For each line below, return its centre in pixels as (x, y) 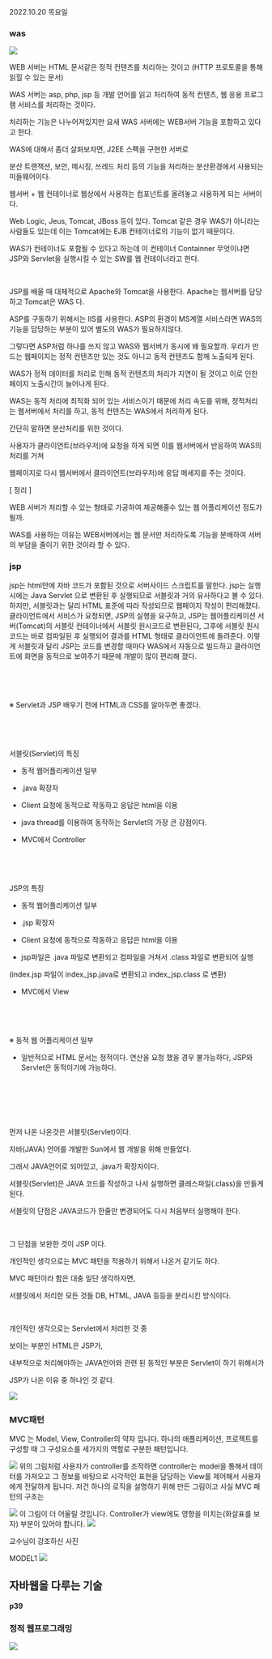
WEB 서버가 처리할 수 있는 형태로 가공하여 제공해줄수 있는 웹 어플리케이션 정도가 (136, 507)
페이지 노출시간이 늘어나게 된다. (59, 384)
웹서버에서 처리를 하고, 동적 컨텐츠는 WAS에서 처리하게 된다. (113, 411)
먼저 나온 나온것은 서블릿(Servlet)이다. (70, 1131)
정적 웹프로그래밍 (41, 1628)
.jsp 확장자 (38, 922)
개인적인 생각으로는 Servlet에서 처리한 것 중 (79, 1328)
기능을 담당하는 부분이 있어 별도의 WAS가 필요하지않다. (96, 329)
